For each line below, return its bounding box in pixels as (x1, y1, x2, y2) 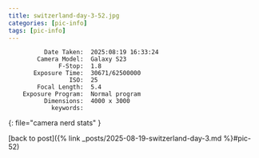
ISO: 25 (69, 77, 98, 85)
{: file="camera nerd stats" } (8, 118, 102, 128)
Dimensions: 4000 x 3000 (43, 97, 130, 105)
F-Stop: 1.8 (58, 62, 102, 70)
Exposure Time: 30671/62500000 (33, 69, 141, 77)
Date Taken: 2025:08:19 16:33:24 (43, 49, 159, 57)
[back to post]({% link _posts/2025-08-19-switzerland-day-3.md (8, 133, 222, 144)
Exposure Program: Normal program (22, 90, 141, 98)
